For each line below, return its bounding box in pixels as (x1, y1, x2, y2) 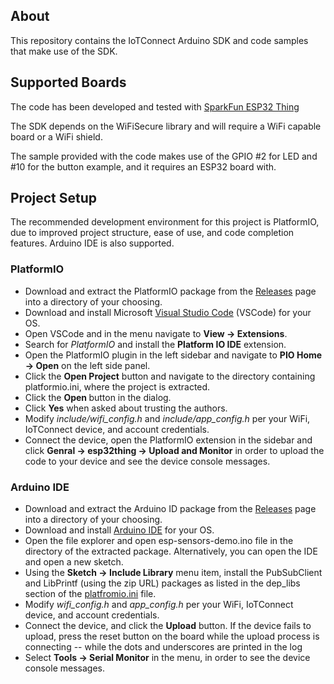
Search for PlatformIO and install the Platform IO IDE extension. (24, 338, 287, 350)
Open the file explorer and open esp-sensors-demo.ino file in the (24, 535, 294, 547)
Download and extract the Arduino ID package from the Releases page (24, 503, 317, 515)
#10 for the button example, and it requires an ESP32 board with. (10, 160, 277, 173)
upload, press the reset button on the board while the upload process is (24, 630, 320, 643)
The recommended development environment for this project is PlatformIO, (10, 216, 320, 228)
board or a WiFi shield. (10, 130, 103, 143)
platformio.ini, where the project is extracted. (24, 380, 211, 393)
